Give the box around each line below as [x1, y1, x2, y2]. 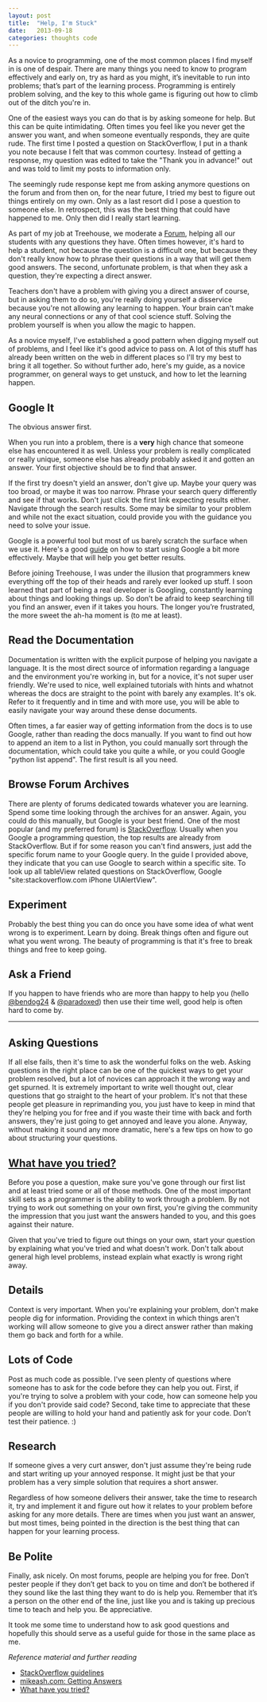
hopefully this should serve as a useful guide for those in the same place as [8, 1629, 256, 1638]
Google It [8, 401, 54, 415]
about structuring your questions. [8, 1133, 118, 1143]
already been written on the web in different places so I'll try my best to [8, 352, 242, 362]
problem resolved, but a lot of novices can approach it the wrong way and [8, 1074, 250, 1084]
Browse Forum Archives [8, 777, 130, 792]
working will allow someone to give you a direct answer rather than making [8, 1322, 253, 1331]
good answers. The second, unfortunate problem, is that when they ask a [8, 263, 249, 272]
